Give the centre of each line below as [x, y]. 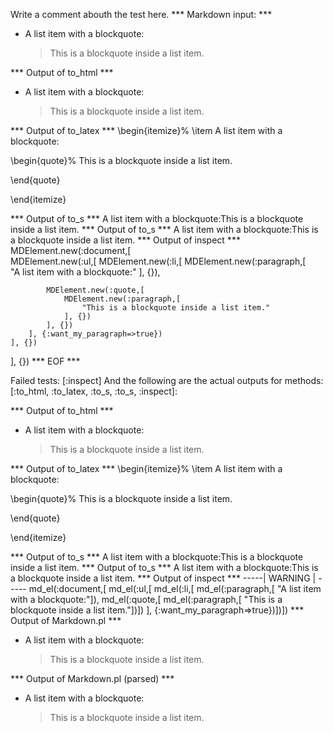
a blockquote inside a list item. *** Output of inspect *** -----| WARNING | [163, 578]
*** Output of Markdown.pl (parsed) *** [92, 678]
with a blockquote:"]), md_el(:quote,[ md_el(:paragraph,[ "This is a [146, 599]
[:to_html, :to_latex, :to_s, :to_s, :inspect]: [94, 391]
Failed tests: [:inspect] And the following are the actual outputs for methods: [167, 380]
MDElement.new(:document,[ [71, 250]
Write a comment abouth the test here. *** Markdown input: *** [141, 14]
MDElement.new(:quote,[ [95, 290]
